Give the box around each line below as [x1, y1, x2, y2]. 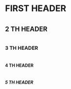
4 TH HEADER [5, 62, 34, 68]
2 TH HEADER [5, 25, 48, 33]
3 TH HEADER [5, 44, 38, 51]
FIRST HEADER [5, 3, 67, 14]
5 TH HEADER [5, 79, 34, 85]
